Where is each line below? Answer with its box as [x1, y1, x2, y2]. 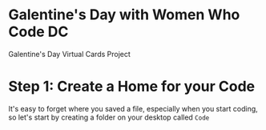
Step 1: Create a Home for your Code [8, 78, 256, 95]
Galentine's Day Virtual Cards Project [8, 49, 131, 59]
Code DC [8, 22, 69, 41]
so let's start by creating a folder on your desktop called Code [8, 112, 210, 122]
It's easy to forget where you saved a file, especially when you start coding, [8, 104, 258, 113]
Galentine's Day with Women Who [8, 6, 240, 24]
